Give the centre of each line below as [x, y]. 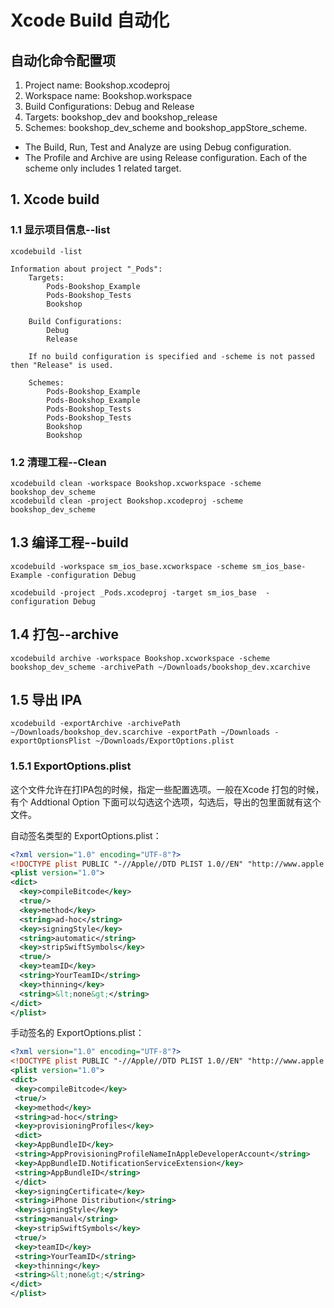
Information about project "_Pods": [86, 269]
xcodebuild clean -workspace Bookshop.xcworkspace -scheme [136, 483]
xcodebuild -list [46, 251]
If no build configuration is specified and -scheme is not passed [171, 356]
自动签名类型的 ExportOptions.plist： [86, 835]
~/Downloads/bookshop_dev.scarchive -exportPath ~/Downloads [140, 732]
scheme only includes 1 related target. [103, 168]
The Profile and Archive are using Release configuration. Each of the [166, 157]
